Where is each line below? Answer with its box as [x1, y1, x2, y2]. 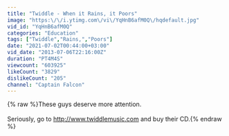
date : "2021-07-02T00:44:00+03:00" [7, 42, 110, 49]
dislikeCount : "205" [7, 74, 67, 82]
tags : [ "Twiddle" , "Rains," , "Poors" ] [7, 36, 113, 43]
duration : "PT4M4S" [7, 56, 64, 62]
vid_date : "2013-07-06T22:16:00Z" [7, 49, 107, 56]
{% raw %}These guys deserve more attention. [7, 100, 142, 108]
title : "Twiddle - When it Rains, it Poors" [7, 10, 138, 17]
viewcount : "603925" [7, 62, 67, 69]
